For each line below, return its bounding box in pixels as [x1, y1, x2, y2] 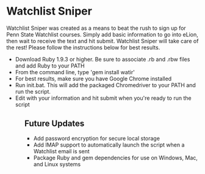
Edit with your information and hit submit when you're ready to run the [15, 94, 192, 102]
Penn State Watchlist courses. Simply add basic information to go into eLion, [6, 30, 198, 38]
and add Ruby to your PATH [15, 62, 85, 69]
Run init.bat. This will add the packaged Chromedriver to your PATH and [15, 81, 196, 89]
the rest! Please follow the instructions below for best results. [6, 44, 160, 51]
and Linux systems [33, 160, 81, 168]
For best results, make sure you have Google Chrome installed [15, 75, 172, 82]
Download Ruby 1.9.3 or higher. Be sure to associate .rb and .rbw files [15, 55, 190, 63]
